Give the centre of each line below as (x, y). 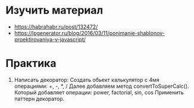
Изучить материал (54, 10)
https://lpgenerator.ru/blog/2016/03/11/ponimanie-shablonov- (89, 33)
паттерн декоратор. (39, 99)
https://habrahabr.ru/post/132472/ (56, 27)
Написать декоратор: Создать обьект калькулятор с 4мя (87, 80)
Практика (31, 63)
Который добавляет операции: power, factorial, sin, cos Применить (99, 92)
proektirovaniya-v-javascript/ (50, 39)
